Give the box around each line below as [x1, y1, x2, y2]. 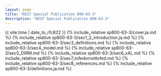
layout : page [5, 7, 32, 12]
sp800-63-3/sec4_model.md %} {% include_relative [5, 45, 110, 51]
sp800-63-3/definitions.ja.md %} [5, 66, 72, 72]
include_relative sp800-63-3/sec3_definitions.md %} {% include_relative [5, 40, 151, 46]
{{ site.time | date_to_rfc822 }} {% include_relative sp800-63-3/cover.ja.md [5, 30, 157, 36]
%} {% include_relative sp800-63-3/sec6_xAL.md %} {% [40, 50, 155, 56]
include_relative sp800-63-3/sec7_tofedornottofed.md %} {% [5, 56, 128, 61]
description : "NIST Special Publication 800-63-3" [5, 16, 110, 21]
